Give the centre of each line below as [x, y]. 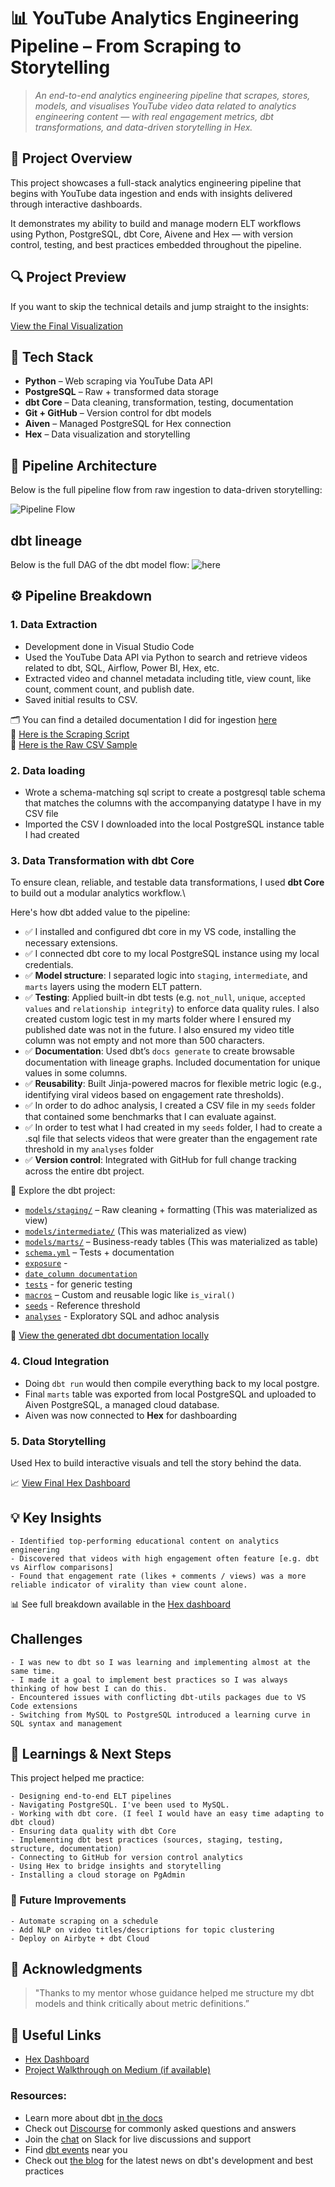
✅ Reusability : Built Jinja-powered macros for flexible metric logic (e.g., [173, 1084]
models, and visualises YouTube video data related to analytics [165, 106]
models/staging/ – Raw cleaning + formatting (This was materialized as [171, 1210]
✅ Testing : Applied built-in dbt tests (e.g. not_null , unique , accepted [165, 997]
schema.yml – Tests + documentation [99, 1252]
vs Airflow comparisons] [62, 1567]
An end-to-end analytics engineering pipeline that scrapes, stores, [172, 95]
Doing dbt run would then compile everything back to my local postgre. [172, 1383]
